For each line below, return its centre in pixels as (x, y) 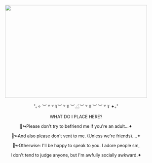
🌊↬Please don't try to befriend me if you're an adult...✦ (76, 126)
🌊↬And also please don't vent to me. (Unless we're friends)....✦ (76, 136)
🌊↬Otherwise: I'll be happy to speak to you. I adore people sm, (76, 145)
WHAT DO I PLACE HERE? (76, 117)
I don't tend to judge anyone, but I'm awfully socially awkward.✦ (76, 155)
